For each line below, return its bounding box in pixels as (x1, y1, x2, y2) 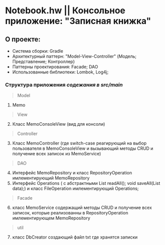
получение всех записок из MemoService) (12, 151, 101, 157)
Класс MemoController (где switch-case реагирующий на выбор (12, 140, 147, 146)
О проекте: (5, 35, 41, 43)
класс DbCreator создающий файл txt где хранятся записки (12, 234, 138, 240)
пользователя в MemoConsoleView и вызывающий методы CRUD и (12, 145, 154, 151)
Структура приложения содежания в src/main (5, 81, 123, 88)
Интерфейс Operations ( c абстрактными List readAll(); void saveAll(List (12, 180, 161, 186)
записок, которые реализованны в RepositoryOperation (12, 210, 129, 216)
